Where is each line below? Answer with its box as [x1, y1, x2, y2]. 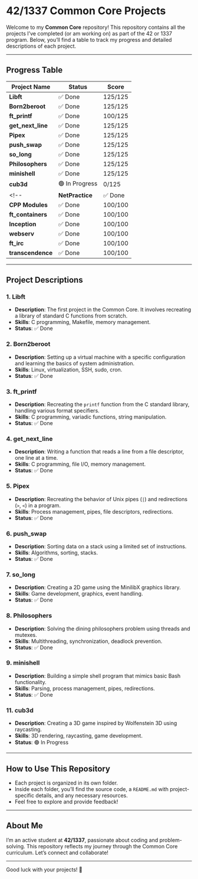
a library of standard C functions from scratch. [14, 312, 128, 319]
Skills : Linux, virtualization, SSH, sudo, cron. [14, 366, 123, 373]
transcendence [9, 249, 53, 257]
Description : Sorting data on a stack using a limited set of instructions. [14, 543, 187, 550]
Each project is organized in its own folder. [14, 779, 118, 786]
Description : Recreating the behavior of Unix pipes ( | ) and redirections [14, 495, 187, 502]
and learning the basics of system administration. [14, 360, 135, 367]
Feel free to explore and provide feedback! [14, 798, 118, 805]
